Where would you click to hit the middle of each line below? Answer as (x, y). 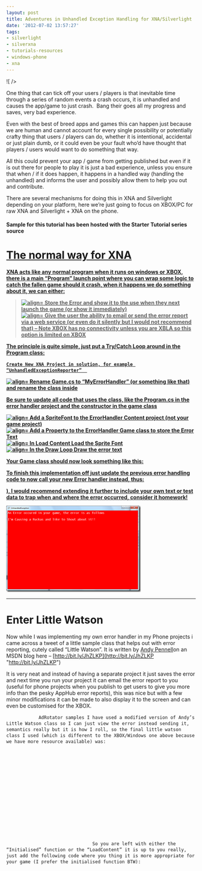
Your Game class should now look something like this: (75, 461)
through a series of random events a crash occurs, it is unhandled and (93, 99)
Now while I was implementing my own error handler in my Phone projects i (100, 637)
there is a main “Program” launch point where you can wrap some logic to (100, 278)
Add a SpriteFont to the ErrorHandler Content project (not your (109, 418)
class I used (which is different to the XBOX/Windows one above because (101, 736)
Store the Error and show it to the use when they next (112, 303)
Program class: (26, 353)
